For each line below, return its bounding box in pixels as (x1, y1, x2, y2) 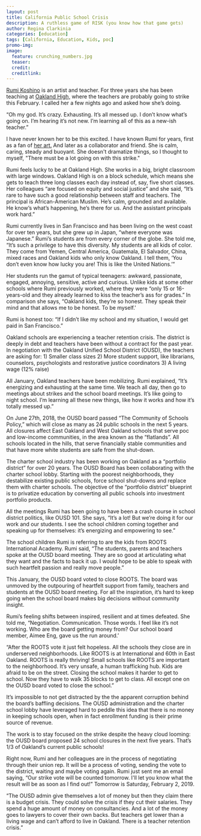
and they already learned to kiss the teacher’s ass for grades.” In (31, 292, 191, 299)
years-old (6, 292, 31, 299)
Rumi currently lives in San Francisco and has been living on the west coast (6, 223, 193, 230)
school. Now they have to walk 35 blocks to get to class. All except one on (6, 676, 190, 683)
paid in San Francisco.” (6, 322, 63, 329)
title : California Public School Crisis (6, 14, 109, 20)
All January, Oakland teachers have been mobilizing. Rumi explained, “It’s (6, 377, 188, 385)
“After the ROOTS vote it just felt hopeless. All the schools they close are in (6, 643, 191, 651)
